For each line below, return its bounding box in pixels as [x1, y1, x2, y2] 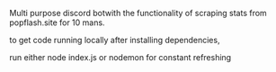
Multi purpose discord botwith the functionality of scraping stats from [9, 8, 267, 18]
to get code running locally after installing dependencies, [9, 35, 220, 45]
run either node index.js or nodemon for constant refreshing [9, 52, 232, 62]
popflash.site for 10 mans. [9, 17, 105, 28]
